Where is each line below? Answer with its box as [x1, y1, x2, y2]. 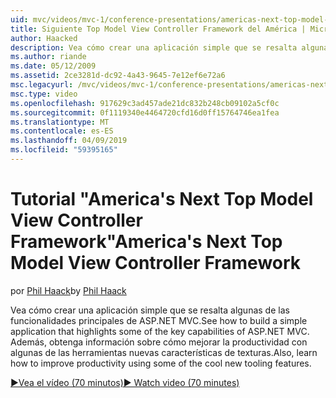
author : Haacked [10, 33, 78, 43]
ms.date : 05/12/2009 [10, 61, 97, 71]
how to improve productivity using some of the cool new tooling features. [10, 357, 312, 369]
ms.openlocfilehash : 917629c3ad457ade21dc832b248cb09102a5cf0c [10, 98, 280, 108]
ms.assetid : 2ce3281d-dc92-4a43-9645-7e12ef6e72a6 [10, 71, 226, 81]
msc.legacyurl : [10, 80, 74, 90]
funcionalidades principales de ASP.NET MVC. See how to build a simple [10, 314, 308, 326]
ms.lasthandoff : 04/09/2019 [10, 136, 128, 146]
